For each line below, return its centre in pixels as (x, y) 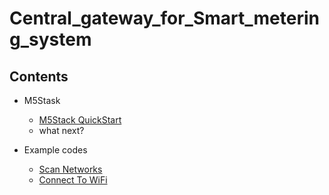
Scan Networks (70, 169)
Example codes (55, 150)
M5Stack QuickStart (80, 120)
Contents (39, 76)
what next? (61, 130)
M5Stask (42, 100)
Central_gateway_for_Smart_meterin (164, 18)
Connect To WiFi (73, 180)
